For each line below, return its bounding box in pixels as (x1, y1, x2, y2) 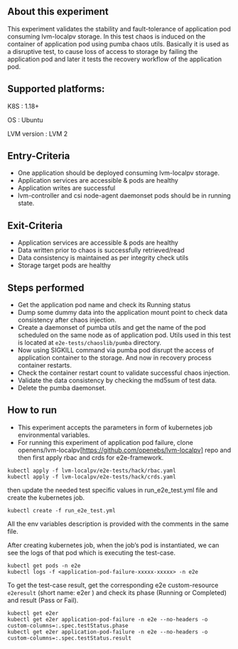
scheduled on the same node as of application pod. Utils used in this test (17, 331, 231, 340)
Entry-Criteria (7, 150, 70, 162)
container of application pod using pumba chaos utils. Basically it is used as (7, 39, 229, 48)
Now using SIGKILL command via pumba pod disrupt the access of (17, 346, 215, 355)
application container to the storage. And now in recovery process (17, 353, 212, 362)
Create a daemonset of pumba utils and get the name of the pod (17, 323, 206, 332)
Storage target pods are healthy (17, 261, 112, 269)
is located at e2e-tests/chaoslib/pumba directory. (17, 338, 162, 347)
